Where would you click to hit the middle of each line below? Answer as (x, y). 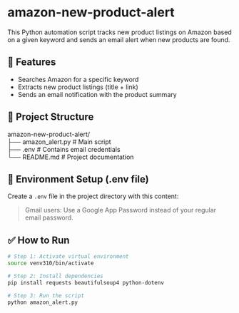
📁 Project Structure (51, 117)
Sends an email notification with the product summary (97, 94)
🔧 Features (32, 62)
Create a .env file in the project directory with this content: (93, 196)
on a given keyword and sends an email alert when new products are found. (119, 39)
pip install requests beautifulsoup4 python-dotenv (86, 282)
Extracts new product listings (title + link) (78, 87)
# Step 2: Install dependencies (55, 276)
